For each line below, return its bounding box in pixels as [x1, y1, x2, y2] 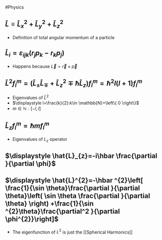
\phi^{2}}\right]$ [5, 215, 59, 224]
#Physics [5, 4, 24, 10]
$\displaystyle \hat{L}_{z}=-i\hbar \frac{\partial [5, 151, 158, 160]
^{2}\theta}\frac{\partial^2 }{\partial [5, 207, 120, 216]
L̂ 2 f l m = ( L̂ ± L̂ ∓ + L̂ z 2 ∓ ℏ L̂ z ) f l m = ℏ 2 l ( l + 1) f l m [5, 78, 143, 89]
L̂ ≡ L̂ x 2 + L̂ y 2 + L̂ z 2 [5, 18, 64, 30]
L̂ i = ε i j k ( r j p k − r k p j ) [5, 49, 65, 59]
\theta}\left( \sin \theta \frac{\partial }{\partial [5, 192, 151, 200]
